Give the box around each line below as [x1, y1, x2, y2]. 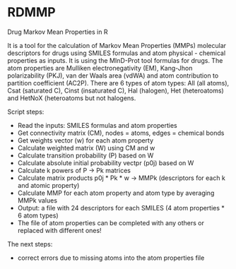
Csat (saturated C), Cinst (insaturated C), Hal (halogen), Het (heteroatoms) [7, 86, 224, 95]
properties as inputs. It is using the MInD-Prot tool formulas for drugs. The [7, 56, 223, 64]
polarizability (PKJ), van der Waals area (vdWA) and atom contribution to [7, 71, 219, 80]
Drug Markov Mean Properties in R [7, 28, 108, 36]
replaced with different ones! [17, 226, 102, 234]
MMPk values [17, 196, 58, 205]
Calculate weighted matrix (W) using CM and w [17, 143, 155, 152]
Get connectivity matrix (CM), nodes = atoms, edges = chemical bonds [17, 128, 225, 137]
